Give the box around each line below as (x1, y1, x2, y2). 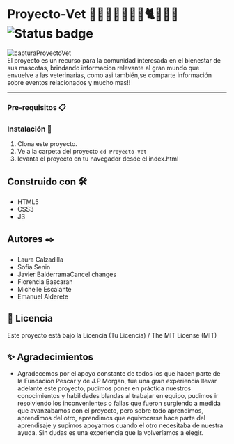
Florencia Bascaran (17, 277, 73, 286)
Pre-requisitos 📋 (7, 102, 66, 112)
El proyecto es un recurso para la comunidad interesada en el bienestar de (7, 56, 221, 64)
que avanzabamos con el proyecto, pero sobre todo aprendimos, (17, 406, 204, 415)
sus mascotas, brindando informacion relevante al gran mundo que (7, 63, 200, 72)
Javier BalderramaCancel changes (17, 270, 117, 278)
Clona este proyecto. (17, 140, 78, 148)
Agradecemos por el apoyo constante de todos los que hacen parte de (17, 370, 221, 378)
